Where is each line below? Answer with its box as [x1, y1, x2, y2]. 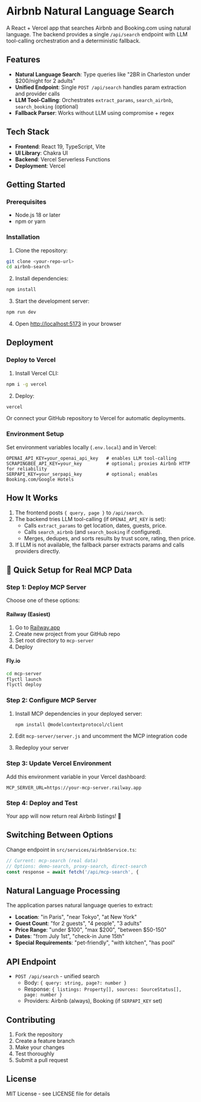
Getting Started [6, 180, 66, 190]
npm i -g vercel [6, 381, 47, 387]
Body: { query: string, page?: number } [24, 979, 127, 987]
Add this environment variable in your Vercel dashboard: [6, 773, 147, 780]
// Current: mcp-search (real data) [6, 857, 98, 864]
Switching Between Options [6, 830, 113, 840]
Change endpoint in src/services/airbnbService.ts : [6, 846, 137, 853]
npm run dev [6, 310, 36, 316]
